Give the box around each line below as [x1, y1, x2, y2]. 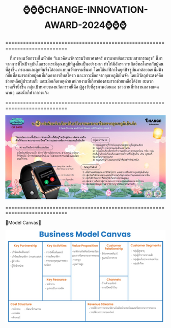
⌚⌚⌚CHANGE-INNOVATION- [22, 4, 149, 16]
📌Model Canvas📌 [5, 219, 42, 225]
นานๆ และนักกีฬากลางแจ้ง [5, 89, 49, 95]
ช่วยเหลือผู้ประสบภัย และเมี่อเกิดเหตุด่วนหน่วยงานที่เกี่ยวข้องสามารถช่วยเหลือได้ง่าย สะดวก [5, 78, 154, 84]
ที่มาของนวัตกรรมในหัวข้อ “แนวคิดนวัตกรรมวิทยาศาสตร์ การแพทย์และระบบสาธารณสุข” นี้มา [10, 55, 163, 61]
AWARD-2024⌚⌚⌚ [44, 19, 127, 31]
